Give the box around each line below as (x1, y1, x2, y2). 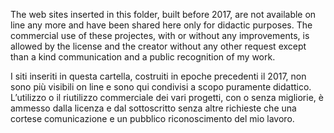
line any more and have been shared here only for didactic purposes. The (10, 19, 313, 31)
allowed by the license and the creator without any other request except (10, 40, 307, 52)
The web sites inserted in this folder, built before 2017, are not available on (10, 9, 317, 20)
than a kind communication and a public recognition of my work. (10, 51, 276, 63)
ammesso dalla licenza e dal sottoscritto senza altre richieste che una (10, 102, 297, 114)
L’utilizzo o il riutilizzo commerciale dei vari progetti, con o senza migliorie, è (10, 92, 324, 103)
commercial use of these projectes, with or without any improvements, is (10, 30, 310, 41)
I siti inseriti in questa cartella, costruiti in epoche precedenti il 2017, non (10, 70, 307, 82)
